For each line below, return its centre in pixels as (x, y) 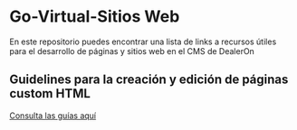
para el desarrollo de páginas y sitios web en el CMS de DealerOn (132, 51)
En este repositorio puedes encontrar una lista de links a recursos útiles (143, 42)
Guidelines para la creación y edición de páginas (149, 80)
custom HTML (50, 93)
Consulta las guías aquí (53, 116)
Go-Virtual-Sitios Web (95, 17)
